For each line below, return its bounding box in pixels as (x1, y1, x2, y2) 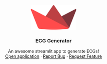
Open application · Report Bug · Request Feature (5, 53, 102, 59)
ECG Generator (35, 37, 72, 44)
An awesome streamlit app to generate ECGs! (8, 48, 99, 54)
